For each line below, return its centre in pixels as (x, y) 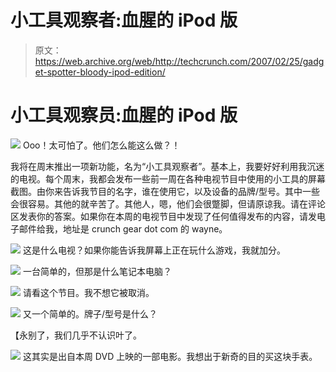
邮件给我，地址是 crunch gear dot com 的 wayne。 (123, 228)
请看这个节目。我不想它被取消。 (88, 292)
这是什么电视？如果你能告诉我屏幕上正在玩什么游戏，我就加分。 (154, 250)
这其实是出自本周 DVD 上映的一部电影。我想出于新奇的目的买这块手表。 (170, 356)
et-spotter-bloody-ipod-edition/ (100, 72)
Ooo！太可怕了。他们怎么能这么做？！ (101, 145)
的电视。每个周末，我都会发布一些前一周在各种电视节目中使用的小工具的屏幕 (168, 178)
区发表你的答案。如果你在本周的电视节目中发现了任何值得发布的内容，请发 (163, 216)
